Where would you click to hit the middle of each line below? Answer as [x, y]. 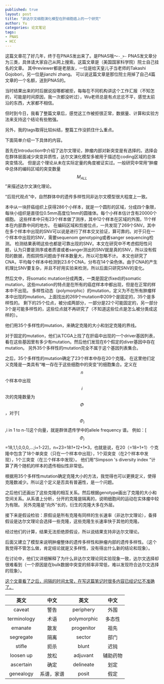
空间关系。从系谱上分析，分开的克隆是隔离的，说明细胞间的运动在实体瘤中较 [82, 499]
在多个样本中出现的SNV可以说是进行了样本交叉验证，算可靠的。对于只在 [78, 231]
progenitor [84, 628]
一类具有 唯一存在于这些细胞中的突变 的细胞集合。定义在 [80, 364]
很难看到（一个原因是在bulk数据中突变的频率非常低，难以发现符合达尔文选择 [82, 565]
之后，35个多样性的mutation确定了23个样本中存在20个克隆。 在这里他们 [78, 358]
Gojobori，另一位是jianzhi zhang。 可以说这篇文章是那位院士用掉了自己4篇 [80, 74]
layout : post [18, 14]
